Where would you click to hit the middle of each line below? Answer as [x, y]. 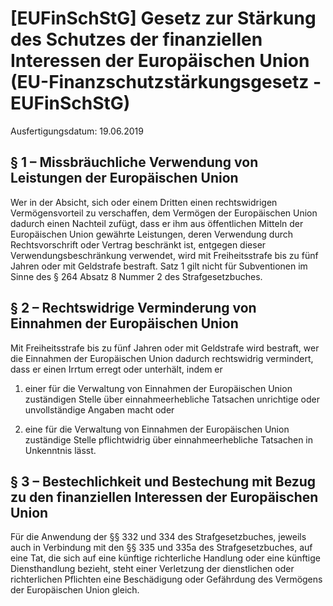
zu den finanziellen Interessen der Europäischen [164, 497]
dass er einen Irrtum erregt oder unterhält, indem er [116, 369]
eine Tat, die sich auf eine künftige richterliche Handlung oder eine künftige [165, 558]
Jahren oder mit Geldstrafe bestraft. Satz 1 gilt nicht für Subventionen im [159, 266]
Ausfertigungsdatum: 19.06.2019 [77, 131]
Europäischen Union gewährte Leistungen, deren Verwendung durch [151, 234]
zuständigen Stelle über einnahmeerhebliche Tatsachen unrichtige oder [172, 399]
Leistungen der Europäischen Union [124, 178]
